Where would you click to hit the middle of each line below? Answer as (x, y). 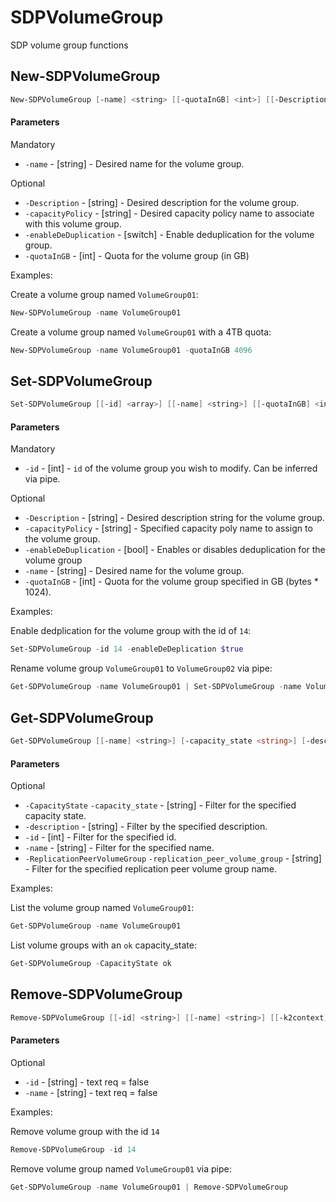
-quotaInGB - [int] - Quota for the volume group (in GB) (137, 255)
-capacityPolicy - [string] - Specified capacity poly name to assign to (168, 528)
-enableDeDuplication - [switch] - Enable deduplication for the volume (169, 234)
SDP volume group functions (69, 45)
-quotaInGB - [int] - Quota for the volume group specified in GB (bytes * (171, 582)
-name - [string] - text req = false (91, 1092)
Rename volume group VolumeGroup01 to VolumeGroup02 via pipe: (141, 668)
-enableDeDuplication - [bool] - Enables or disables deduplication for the (175, 550)
